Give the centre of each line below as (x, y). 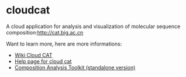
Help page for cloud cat (43, 61)
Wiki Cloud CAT (33, 55)
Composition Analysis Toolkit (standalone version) (75, 67)
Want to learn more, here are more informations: (64, 44)
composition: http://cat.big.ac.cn (45, 32)
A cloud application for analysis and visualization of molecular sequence (93, 26)
